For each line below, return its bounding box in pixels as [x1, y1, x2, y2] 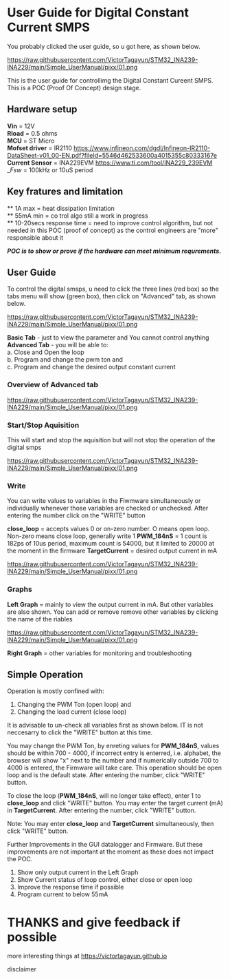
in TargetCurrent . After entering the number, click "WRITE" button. [7, 806, 196, 814]
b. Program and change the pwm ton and [7, 355, 124, 364]
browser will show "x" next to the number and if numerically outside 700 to [7, 756, 219, 765]
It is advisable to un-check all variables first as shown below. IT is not [7, 721, 204, 730]
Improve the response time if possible [16, 883, 124, 892]
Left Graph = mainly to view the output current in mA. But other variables [7, 600, 214, 608]
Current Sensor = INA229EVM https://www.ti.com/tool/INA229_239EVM [7, 158, 213, 167]
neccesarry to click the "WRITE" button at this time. [7, 728, 153, 736]
